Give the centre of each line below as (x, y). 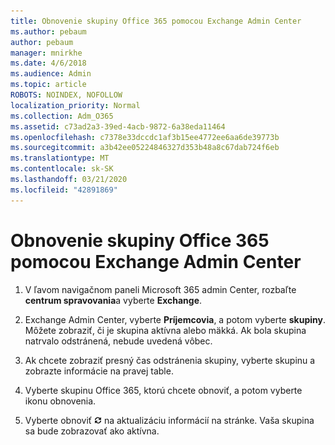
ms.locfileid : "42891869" (64, 190)
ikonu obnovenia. (60, 401)
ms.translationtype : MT (60, 158)
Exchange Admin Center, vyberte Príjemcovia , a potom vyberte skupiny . (175, 319)
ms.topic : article (48, 85)
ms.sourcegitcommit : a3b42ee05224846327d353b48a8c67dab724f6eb (145, 148)
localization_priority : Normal (75, 105)
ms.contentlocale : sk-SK (62, 169)
